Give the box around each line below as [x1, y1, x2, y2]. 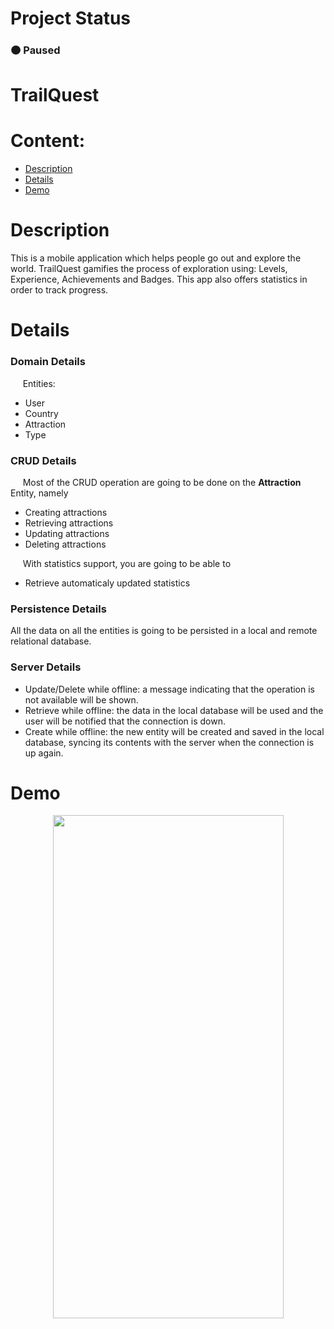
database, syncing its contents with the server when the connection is [24, 736, 315, 748]
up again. [24, 747, 64, 759]
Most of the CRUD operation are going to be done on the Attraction [22, 476, 302, 488]
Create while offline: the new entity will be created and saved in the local [24, 725, 325, 737]
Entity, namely [10, 487, 69, 499]
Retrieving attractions [24, 517, 114, 529]
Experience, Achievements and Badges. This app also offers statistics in [10, 273, 308, 286]
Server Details [10, 660, 82, 674]
